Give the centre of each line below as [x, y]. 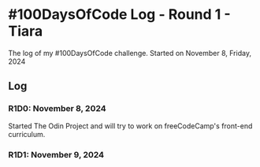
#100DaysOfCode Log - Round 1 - [119, 15]
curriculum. [27, 134]
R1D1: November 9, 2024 [56, 154]
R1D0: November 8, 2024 [57, 109]
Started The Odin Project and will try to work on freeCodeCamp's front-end [130, 126]
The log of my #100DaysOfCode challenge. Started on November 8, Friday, [130, 53]
